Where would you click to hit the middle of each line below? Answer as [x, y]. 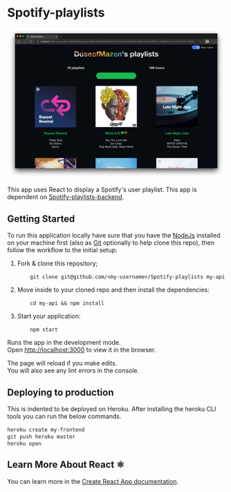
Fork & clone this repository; [57, 263]
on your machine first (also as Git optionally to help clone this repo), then [111, 243]
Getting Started [41, 219]
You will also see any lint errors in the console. [73, 370]
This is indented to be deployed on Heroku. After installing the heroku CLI [112, 409]
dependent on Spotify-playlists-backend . [66, 197]
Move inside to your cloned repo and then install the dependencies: [113, 290]
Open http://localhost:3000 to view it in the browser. [82, 350]
